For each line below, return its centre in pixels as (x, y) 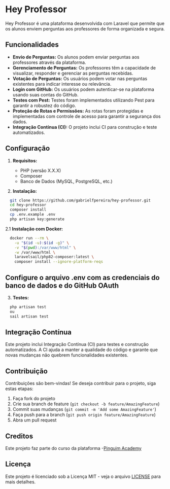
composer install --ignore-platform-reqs (59, 262)
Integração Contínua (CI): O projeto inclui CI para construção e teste (85, 127)
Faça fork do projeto (34, 399)
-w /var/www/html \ (35, 252)
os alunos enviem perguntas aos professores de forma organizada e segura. (85, 28)
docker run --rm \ (29, 238)
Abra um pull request (35, 420)
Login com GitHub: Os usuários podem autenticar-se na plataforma (83, 89)
